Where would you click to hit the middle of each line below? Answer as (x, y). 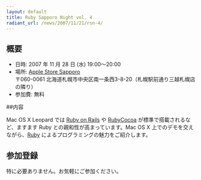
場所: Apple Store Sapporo (47, 72)
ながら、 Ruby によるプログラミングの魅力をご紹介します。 (79, 135)
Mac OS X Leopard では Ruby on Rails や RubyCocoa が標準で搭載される (96, 120)
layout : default (26, 12)
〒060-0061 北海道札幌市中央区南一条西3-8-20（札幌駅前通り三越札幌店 (105, 79)
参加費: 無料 (30, 94)
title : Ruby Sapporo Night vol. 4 (49, 17)
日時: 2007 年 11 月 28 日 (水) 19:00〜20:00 (68, 64)
